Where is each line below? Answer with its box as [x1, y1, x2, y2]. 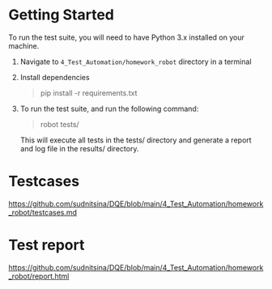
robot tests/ [40, 119, 79, 129]
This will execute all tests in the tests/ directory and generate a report [19, 135, 253, 145]
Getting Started [8, 6, 115, 24]
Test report [8, 236, 85, 254]
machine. [8, 40, 40, 50]
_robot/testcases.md [8, 207, 78, 217]
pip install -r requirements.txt [40, 87, 138, 98]
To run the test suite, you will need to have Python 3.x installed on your [8, 32, 244, 42]
